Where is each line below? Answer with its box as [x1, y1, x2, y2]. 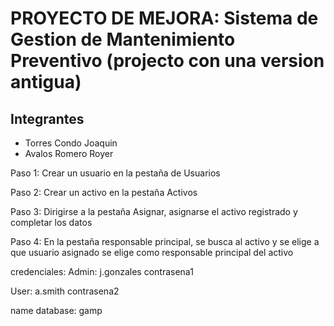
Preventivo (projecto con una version [10, 50, 325, 72]
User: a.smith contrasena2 [10, 285, 120, 297]
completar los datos [10, 217, 93, 228]
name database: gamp [10, 305, 103, 316]
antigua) [10, 71, 82, 94]
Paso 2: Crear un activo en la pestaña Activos [10, 187, 198, 198]
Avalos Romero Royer [24, 148, 114, 159]
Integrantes [10, 110, 85, 127]
